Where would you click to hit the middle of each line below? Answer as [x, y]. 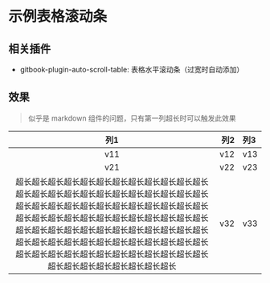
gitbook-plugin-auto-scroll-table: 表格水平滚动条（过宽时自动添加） [132, 70]
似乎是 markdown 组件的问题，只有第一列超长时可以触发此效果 [132, 118]
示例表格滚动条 [58, 16]
